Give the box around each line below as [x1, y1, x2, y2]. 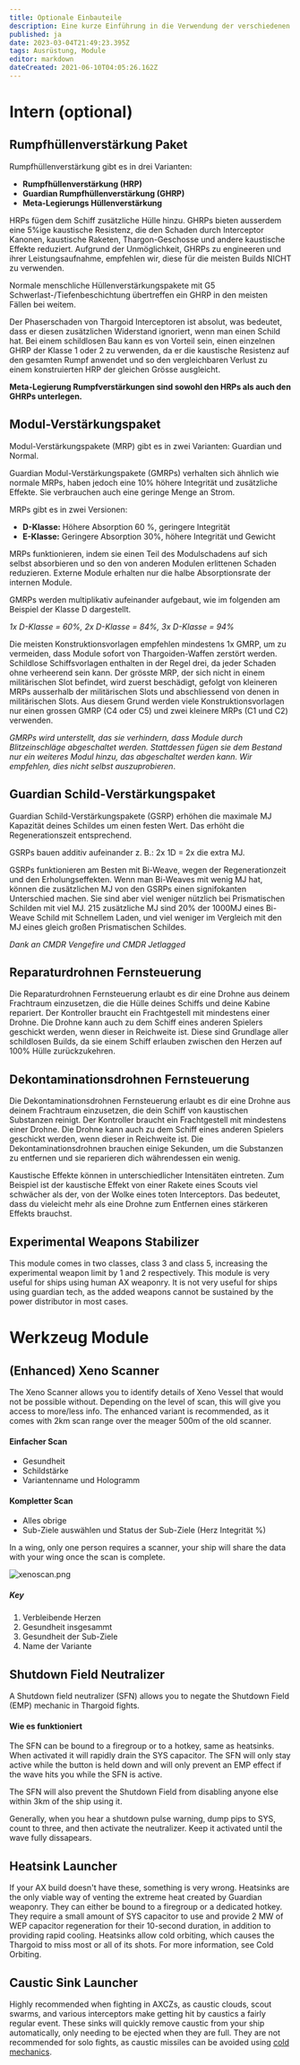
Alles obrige [21, 1515, 67, 1526]
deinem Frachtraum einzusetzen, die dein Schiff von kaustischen [9, 1105, 249, 1116]
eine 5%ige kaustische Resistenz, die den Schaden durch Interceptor [9, 224, 264, 235]
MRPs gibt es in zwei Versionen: [9, 504, 128, 515]
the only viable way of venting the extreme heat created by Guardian [9, 1892, 262, 1903]
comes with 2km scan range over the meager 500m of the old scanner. [9, 1415, 271, 1426]
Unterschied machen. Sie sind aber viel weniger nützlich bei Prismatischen [9, 893, 285, 904]
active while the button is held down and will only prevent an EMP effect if [9, 1759, 282, 1771]
